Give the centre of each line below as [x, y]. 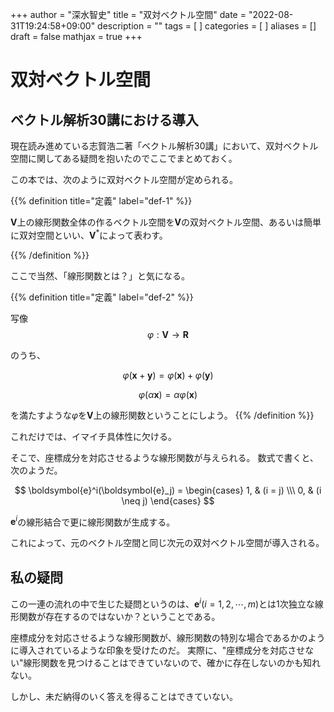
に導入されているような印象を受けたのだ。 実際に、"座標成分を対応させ [158, 650]
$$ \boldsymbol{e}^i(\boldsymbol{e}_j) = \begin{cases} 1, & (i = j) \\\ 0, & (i [168, 490]
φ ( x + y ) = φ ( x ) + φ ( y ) [168, 375]
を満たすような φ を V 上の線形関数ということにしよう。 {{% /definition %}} [162, 415]
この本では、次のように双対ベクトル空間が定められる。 [124, 179]
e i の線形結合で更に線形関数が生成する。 [93, 521]
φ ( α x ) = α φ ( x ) [168, 394]
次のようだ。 [36, 470]
